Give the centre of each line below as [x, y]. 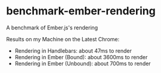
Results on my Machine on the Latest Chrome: [63, 39]
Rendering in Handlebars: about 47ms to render [73, 51]
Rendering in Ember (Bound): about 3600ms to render [81, 57]
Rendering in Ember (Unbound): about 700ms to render [83, 63]
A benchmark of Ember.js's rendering [52, 28]
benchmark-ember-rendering [81, 11]
